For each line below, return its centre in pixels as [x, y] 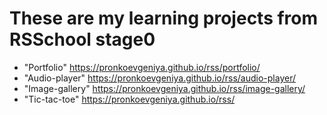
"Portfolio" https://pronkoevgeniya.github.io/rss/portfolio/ [142, 67]
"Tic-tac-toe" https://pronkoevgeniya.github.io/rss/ [129, 99]
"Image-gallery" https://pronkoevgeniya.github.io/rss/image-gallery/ [164, 88]
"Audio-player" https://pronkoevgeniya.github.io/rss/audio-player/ [160, 78]
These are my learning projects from [164, 18]
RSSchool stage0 [82, 39]
